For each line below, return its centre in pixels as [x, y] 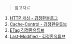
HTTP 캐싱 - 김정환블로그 [34, 18]
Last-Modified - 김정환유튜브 [37, 36]
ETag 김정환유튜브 [27, 30]
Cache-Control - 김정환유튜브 [38, 24]
